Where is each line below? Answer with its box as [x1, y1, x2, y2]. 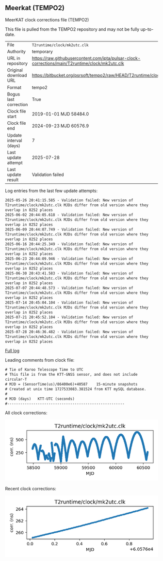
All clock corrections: [5, 409, 48, 416]
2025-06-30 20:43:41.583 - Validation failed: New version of [5, 271, 133, 276]
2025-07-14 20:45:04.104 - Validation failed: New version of [5, 300, 133, 305]
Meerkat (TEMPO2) [5, 4, 65, 12]
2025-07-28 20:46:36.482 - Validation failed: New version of [5, 329, 133, 334]
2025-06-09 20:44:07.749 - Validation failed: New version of [5, 227, 133, 232]
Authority [7, 48, 26, 54]
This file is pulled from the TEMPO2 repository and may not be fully [5, 26, 140, 32]
